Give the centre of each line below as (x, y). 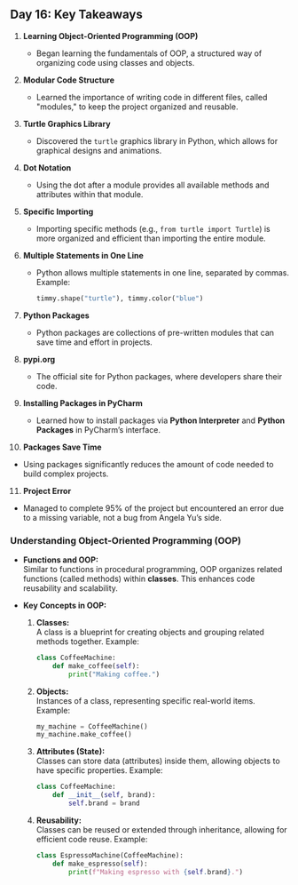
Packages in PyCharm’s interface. (98, 429)
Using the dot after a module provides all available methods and (153, 185)
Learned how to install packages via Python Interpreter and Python (161, 420)
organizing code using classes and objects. (115, 62)
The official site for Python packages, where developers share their (159, 376)
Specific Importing (58, 211)
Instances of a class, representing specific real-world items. (145, 700)
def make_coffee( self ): (96, 666)
